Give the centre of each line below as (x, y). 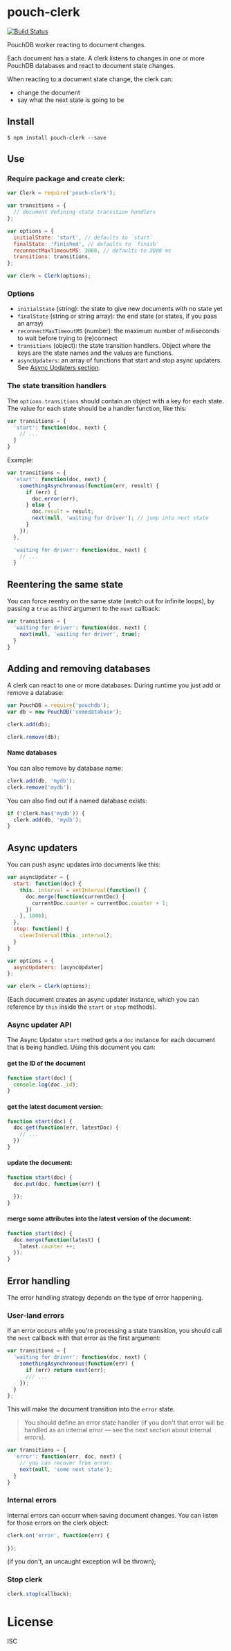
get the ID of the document (46, 1064)
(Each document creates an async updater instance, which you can (103, 1000)
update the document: (40, 1163)
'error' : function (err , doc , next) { (68, 1457)
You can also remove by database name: (65, 768)
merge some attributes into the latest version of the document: (99, 1218)
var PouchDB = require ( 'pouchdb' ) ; (58, 705)
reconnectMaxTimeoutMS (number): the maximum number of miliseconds (118, 331)
